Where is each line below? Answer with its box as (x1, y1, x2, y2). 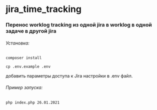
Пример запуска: (5, 84, 43, 90)
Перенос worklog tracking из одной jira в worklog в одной (5, 21, 152, 28)
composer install (5, 55, 42, 60)
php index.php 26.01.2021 (5, 100, 59, 105)
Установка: (5, 40, 29, 46)
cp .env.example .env (5, 64, 51, 69)
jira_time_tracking (5, 3, 82, 15)
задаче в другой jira (5, 27, 56, 34)
